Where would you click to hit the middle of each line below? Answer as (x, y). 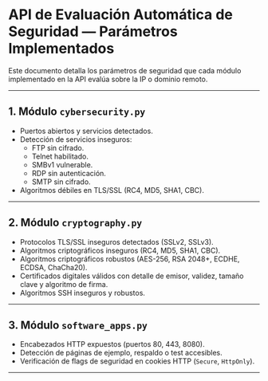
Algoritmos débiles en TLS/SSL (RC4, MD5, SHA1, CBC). (112, 190)
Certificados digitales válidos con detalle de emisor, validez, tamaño (132, 276)
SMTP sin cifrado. (61, 182)
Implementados (61, 49)
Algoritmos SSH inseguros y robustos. (83, 293)
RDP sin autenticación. (69, 173)
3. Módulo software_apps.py (78, 325)
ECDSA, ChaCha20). (53, 267)
